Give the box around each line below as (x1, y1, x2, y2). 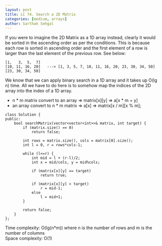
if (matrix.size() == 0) (23, 125, 74, 130)
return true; (40, 173, 67, 178)
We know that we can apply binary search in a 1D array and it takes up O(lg (5, 77, 158, 83)
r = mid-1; (40, 186, 63, 191)
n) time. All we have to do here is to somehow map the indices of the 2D (5, 83, 151, 89)
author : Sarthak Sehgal (5, 21, 54, 26)
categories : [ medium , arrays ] (5, 16, 67, 21)
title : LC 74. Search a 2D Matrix (5, 12, 76, 17)
